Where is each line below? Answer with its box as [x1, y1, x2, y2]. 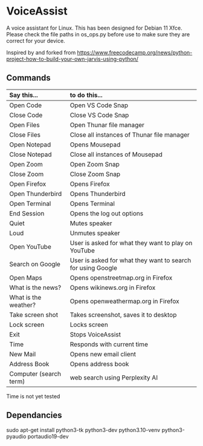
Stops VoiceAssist [69, 330, 121, 338]
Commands [6, 73, 51, 83]
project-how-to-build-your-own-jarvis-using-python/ [6, 55, 139, 62]
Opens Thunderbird [69, 189, 126, 198]
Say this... [9, 91, 38, 99]
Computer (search [9, 369, 62, 378]
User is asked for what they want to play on [69, 238, 193, 247]
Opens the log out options [69, 209, 144, 217]
